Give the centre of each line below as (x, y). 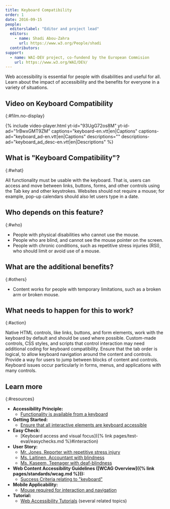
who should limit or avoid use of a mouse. (56, 251)
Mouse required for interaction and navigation (68, 490)
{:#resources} (20, 399)
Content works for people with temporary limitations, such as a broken (87, 289)
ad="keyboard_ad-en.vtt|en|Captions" (45, 137)
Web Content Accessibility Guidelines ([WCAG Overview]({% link (83, 468)
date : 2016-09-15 (24, 19)
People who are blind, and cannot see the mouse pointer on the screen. (88, 240)
